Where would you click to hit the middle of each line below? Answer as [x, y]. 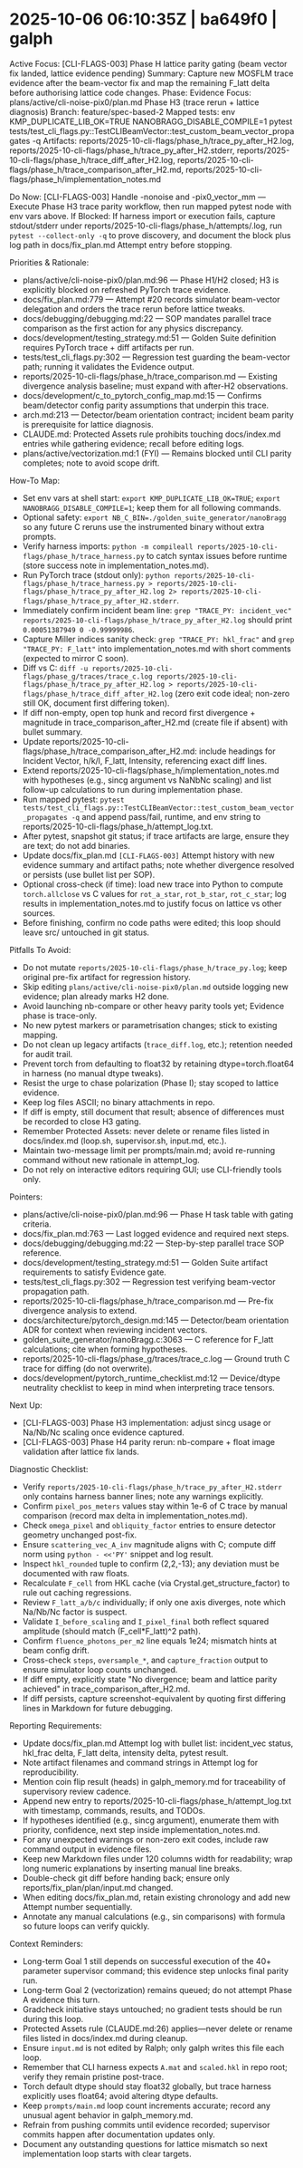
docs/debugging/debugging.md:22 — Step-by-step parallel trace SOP [153, 1243]
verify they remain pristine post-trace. [93, 2076]
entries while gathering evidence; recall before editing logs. [133, 443]
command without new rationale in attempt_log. [111, 1160]
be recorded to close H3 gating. [82, 1121]
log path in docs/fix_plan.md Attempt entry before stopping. [121, 245]
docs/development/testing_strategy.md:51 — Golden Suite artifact [145, 1262]
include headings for [237, 751]
